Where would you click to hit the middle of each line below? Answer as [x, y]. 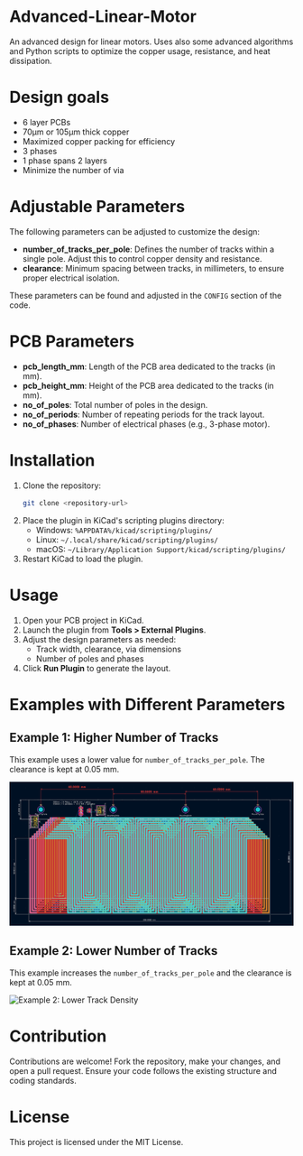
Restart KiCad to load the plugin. [83, 559]
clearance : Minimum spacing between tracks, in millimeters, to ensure [153, 268]
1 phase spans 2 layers [65, 161]
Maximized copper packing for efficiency [99, 141]
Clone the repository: [62, 486]
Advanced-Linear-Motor [103, 17]
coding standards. [43, 1080]
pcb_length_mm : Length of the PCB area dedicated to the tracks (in [149, 366]
